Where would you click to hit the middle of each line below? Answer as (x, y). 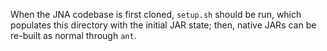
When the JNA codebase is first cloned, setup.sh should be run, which (156, 14)
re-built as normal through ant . (73, 35)
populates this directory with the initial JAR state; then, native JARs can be (163, 25)
